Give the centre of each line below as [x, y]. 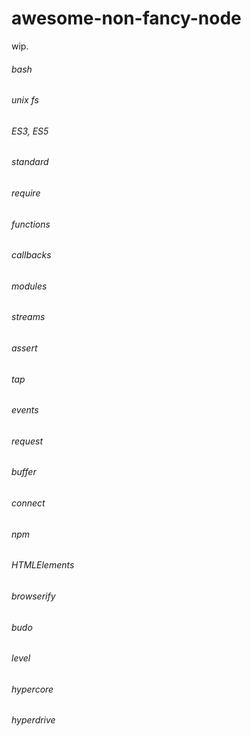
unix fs [25, 100]
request [27, 441]
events [25, 410]
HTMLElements [43, 565]
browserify [33, 596]
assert [24, 348]
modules [29, 286]
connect [28, 503]
